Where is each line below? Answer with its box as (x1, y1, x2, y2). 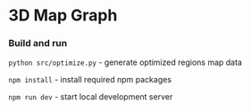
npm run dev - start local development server (8, 91, 173, 102)
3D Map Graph (8, 5, 118, 26)
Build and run (8, 37, 68, 50)
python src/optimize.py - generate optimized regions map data (8, 57, 243, 67)
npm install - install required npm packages (8, 75, 172, 85)
